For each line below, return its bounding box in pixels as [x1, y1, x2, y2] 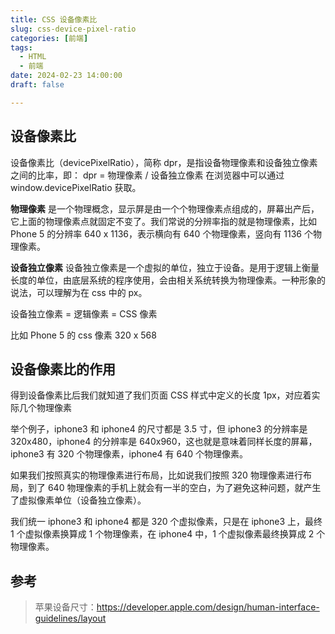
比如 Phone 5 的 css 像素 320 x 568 [10, 329, 157, 341]
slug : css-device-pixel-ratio [10, 24, 137, 34]
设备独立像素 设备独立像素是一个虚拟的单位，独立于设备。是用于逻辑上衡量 [10, 261, 320, 273]
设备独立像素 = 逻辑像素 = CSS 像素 [10, 307, 158, 320]
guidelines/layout [34, 612, 107, 625]
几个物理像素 [18, 402, 72, 414]
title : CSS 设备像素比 [10, 14, 98, 25]
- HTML [19, 52, 47, 62]
